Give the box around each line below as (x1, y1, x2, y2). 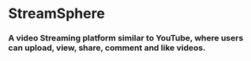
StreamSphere (8, 5, 105, 23)
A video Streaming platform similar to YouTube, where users (8, 33, 244, 44)
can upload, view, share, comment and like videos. (8, 42, 206, 53)
